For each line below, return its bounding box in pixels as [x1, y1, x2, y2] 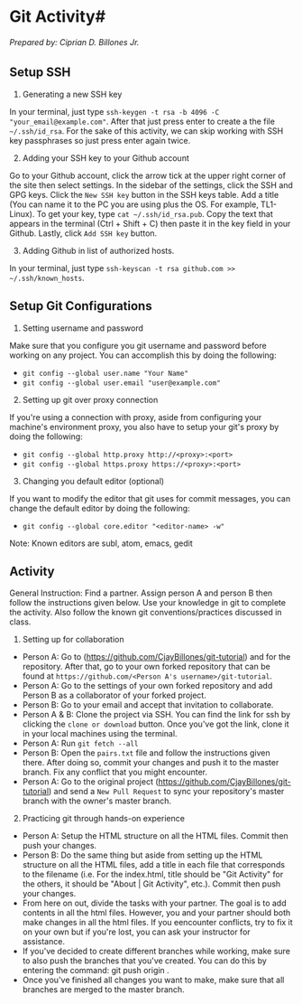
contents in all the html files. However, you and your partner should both [22, 907, 291, 918]
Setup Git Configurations [9, 298, 152, 314]
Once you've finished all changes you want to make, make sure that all [22, 974, 285, 986]
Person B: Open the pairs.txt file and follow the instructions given [22, 747, 270, 758]
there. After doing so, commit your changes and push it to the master [22, 757, 279, 768]
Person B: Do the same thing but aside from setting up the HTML [22, 849, 263, 860]
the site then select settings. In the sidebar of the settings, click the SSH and [9, 179, 293, 191]
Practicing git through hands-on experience [22, 813, 185, 824]
